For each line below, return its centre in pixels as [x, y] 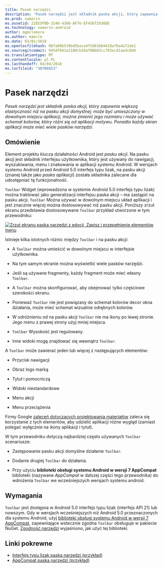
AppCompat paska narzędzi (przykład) [51, 560]
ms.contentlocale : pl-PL [30, 60]
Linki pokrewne [29, 543]
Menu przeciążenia [31, 407]
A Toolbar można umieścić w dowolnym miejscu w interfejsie [73, 249]
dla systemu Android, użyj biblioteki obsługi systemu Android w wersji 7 [77, 518]
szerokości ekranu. [31, 293]
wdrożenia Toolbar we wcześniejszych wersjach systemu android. [78, 480]
